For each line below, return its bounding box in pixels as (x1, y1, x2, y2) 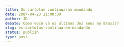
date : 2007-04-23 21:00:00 (5, 12, 61, 17)
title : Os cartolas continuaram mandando (5, 7, 93, 12)
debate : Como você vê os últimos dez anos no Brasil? (5, 21, 120, 26)
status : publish (5, 30, 39, 35)
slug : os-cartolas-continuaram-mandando (5, 25, 91, 30)
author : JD (5, 16, 28, 21)
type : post (5, 35, 28, 40)
